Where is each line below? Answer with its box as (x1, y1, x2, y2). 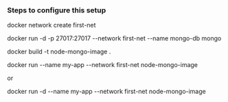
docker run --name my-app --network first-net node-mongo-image (7, 61, 198, 69)
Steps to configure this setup (7, 5, 106, 15)
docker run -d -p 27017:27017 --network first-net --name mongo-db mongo (7, 34, 222, 42)
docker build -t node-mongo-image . (7, 47, 111, 56)
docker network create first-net (7, 21, 96, 29)
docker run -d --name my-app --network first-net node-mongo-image (7, 88, 206, 96)
